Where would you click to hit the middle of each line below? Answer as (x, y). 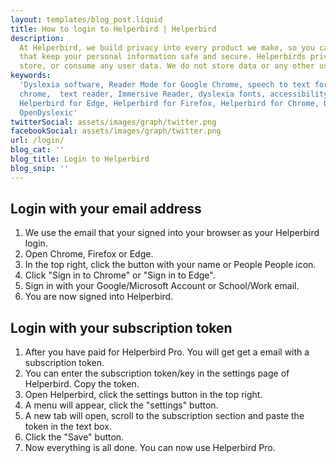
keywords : (31, 76)
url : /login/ (37, 141)
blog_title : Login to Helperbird (80, 159)
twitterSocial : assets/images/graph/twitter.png (113, 122)
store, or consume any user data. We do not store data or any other (167, 66)
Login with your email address (106, 209)
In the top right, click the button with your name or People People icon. (170, 265)
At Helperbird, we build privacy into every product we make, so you (167, 47)
